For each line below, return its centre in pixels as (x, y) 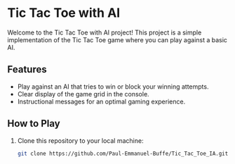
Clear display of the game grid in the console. (83, 94)
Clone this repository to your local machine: (80, 140)
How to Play (34, 124)
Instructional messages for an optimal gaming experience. (101, 101)
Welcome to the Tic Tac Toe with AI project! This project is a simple (105, 32)
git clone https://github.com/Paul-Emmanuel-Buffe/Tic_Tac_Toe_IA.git (123, 153)
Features (27, 69)
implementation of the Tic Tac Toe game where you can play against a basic (117, 39)
